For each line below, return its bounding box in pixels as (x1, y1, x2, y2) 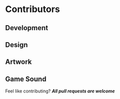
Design (5, 40, 28, 49)
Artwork (5, 58, 32, 66)
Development (5, 24, 49, 32)
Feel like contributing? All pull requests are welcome (5, 88, 115, 94)
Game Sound (5, 74, 47, 83)
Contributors (5, 4, 60, 15)
